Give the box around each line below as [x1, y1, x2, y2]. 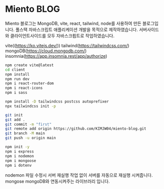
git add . [5, 117, 26, 122]
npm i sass [5, 90, 28, 95]
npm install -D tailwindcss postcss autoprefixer [5, 99, 109, 104]
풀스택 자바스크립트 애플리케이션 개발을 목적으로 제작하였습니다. [15, 26, 138, 33]
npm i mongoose [5, 158, 36, 163]
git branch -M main [5, 131, 45, 136]
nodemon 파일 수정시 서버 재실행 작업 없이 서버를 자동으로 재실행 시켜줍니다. [5, 172, 153, 178]
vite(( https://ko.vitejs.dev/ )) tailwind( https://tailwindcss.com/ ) [5, 42, 130, 48]
